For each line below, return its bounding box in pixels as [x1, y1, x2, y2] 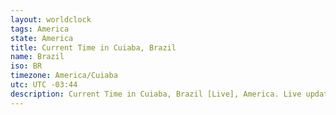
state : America [10, 33, 74, 43]
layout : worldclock [10, 14, 92, 25]
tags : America [10, 24, 70, 34]
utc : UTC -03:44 [10, 80, 78, 90]
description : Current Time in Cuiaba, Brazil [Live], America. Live [10, 89, 302, 99]
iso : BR [10, 61, 43, 71]
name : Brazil [10, 52, 65, 62]
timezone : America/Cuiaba [10, 71, 118, 81]
